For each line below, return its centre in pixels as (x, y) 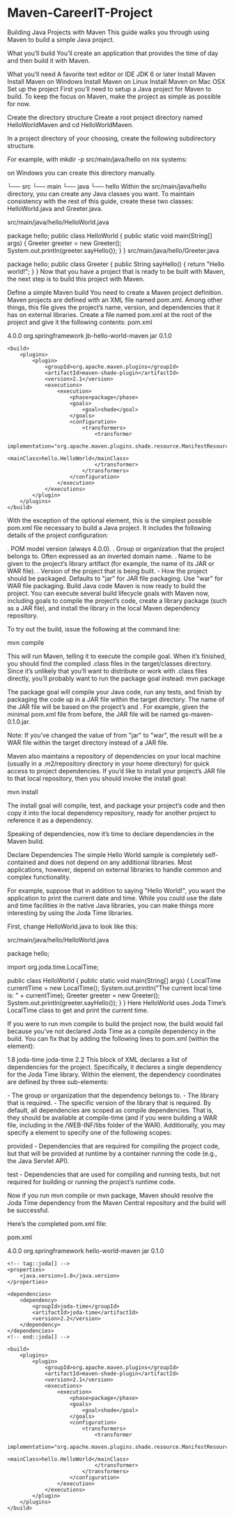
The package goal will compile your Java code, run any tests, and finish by (114, 692)
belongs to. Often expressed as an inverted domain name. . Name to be (110, 556)
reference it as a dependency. (50, 820)
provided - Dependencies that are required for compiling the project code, (114, 1146)
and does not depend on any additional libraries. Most (115, 862)
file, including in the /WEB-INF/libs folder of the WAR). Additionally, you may (116, 1125)
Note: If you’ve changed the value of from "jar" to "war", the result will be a (115, 735)
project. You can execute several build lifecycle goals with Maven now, (109, 593)
